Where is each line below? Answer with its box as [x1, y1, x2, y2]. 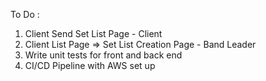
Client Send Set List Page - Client [24, 28, 163, 39]
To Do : [10, 9, 40, 20]
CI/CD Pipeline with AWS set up [24, 60, 156, 71]
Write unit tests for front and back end [24, 49, 183, 61]
